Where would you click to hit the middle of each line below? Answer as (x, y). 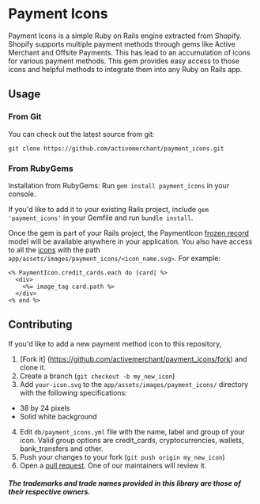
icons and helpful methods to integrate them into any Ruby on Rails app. (125, 69)
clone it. (32, 367)
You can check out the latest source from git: (81, 134)
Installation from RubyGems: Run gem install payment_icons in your (119, 185)
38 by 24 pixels (45, 407)
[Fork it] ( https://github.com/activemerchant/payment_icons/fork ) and (133, 359)
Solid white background (58, 416)
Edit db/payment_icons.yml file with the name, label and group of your (132, 431)
